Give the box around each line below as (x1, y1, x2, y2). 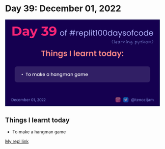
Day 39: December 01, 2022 (5, 3, 121, 14)
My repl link (5, 138, 29, 145)
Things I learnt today (5, 116, 70, 124)
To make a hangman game (12, 129, 66, 135)
